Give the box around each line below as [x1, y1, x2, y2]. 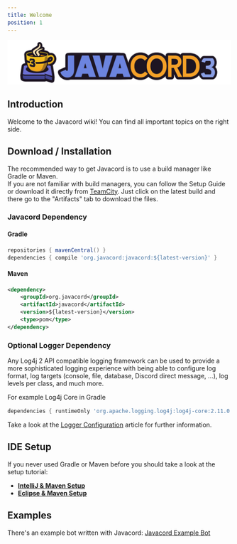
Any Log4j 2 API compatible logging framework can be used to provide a [7, 356, 220, 366]
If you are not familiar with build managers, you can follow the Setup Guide [7, 179, 226, 188]
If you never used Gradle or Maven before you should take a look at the [7, 459, 216, 469]
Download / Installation [7, 146, 112, 158]
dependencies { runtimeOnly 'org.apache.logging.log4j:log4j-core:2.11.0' [7, 407, 233, 415]
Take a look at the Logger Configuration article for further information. [7, 420, 212, 430]
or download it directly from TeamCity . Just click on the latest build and [7, 187, 216, 196]
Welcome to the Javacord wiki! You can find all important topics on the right [7, 117, 229, 126]
